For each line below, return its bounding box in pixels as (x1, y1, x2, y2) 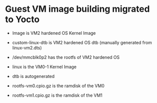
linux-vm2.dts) (12, 45, 42, 51)
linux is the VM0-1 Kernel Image (12, 64, 77, 70)
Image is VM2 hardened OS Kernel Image (12, 30, 96, 36)
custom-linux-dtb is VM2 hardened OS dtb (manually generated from (12, 39, 152, 45)
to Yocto (5, 14, 40, 25)
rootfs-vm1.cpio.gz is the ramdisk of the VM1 (12, 92, 103, 98)
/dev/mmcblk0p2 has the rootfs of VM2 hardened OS (12, 54, 120, 60)
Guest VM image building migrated (5, 3, 150, 15)
